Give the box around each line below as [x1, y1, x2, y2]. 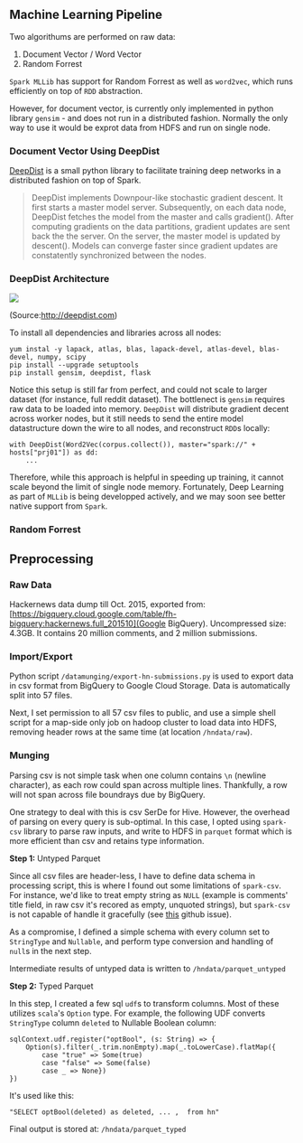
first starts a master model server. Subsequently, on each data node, [31, 202, 287, 213]
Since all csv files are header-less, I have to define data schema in [9, 870, 255, 881]
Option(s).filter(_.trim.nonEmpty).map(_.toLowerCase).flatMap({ [25, 1043, 277, 1052]
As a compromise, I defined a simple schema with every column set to [9, 926, 271, 937]
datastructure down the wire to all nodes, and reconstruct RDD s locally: [9, 423, 271, 434]
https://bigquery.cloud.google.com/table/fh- [12, 609, 178, 620]
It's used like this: [9, 1090, 75, 1101]
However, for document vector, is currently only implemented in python [9, 103, 274, 114]
